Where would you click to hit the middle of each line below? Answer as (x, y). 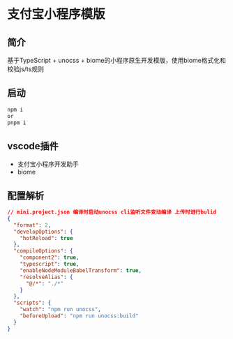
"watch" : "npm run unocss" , (60, 310)
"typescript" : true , (50, 264)
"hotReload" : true (46, 238)
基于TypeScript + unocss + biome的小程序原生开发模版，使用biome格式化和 (117, 60)
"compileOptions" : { (43, 251)
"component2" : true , (50, 258)
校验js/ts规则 (25, 69)
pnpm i (17, 123)
